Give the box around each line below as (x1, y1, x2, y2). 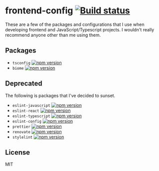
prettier (12, 124, 31, 129)
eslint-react (12, 108, 40, 113)
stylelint (12, 135, 33, 140)
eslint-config (12, 119, 42, 124)
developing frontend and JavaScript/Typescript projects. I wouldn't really (5, 26, 155, 32)
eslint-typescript (12, 113, 51, 119)
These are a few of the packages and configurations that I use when (5, 21, 145, 27)
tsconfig (12, 60, 31, 66)
